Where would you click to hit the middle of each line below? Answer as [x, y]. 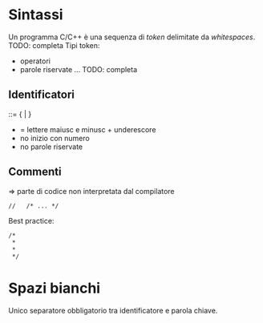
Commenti [35, 172]
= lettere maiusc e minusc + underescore [88, 129]
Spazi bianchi [55, 288]
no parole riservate [51, 147]
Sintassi [36, 15]
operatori [35, 61]
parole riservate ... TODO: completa [79, 69]
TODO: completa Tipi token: [54, 45]
